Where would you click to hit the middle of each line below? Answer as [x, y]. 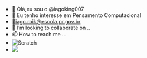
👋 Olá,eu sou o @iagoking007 [48, 9]
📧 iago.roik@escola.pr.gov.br [46, 21]
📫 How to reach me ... [39, 34]
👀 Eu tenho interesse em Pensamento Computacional [76, 15]
